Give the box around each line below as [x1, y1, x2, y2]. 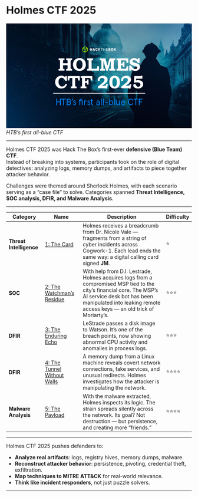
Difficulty [166, 213, 190, 220]
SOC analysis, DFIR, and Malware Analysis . [6, 195, 114, 202]
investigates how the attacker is [82, 378, 160, 385]
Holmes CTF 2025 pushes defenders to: [6, 443, 104, 450]
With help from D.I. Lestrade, [82, 268, 152, 275]
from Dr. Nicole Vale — [82, 228, 138, 235]
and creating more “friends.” [82, 424, 152, 431]
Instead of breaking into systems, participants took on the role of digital [6, 158, 180, 165]
